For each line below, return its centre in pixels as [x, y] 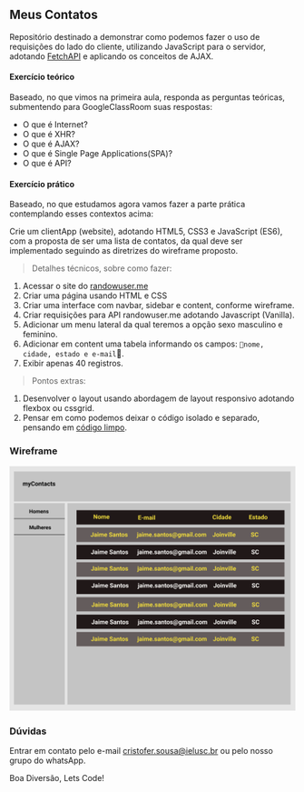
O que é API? [47, 164]
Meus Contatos [54, 15]
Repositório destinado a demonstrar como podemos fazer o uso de [135, 36]
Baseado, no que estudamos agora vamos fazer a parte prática [127, 205]
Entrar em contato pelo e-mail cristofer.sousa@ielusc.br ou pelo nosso [142, 751]
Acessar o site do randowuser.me [85, 286]
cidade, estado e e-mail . [73, 354]
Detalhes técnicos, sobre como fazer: [102, 268]
